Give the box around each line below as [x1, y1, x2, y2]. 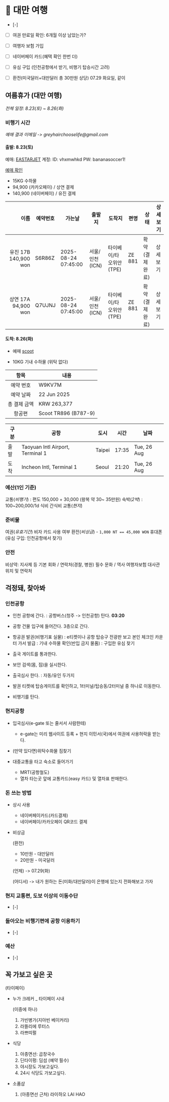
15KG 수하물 [12, 177, 37, 184]
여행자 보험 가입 [12, 43, 44, 48]
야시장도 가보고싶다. [20, 1063, 59, 1069]
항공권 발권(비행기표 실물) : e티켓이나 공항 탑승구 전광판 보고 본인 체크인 [12, 634, 154, 640]
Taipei [95, 446, 110, 453]
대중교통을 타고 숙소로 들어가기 [12, 759, 73, 765]
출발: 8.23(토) [5, 144, 34, 150]
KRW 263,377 [38, 400, 73, 407]
